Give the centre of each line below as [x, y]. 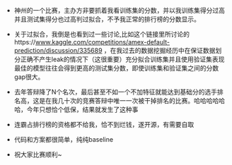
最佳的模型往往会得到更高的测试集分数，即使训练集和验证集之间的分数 [116, 68]
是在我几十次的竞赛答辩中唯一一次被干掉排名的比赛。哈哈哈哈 [129, 100]
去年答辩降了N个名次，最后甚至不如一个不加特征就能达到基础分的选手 [116, 92]
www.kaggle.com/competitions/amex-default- [103, 42]
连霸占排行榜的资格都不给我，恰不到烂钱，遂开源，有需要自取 [104, 124]
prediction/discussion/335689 [58, 50]
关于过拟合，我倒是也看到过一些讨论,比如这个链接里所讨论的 [101, 34]
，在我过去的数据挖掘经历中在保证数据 [159, 50]
